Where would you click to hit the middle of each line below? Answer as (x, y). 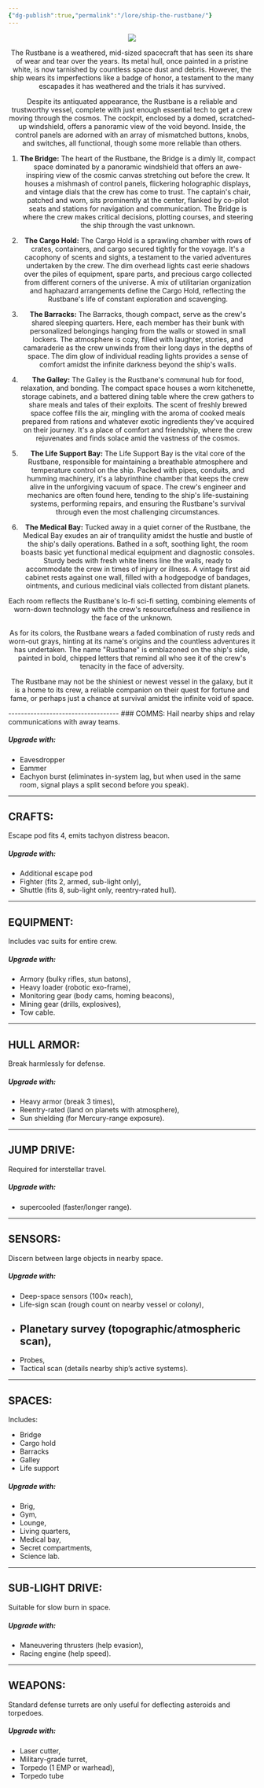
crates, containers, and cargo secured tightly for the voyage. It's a (138, 249)
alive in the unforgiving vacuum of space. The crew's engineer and (137, 487)
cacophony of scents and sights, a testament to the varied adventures (138, 257)
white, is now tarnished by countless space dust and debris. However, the (132, 69)
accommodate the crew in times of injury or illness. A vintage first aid (138, 569)
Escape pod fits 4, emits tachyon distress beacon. (89, 835)
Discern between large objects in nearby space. (86, 1258)
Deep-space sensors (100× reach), (76, 1296)
